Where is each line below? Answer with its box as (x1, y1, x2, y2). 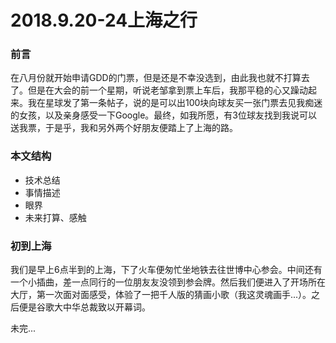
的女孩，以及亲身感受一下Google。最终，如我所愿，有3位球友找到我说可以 (10, 109, 318, 121)
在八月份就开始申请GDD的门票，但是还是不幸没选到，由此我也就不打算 (10, 72, 302, 84)
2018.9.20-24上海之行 (10, 9, 198, 32)
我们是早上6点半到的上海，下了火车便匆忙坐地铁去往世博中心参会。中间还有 (10, 264, 323, 276)
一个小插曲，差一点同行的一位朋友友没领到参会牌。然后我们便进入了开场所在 (10, 276, 326, 288)
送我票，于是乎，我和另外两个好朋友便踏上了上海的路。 (10, 122, 238, 134)
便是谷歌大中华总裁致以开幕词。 (18, 301, 151, 313)
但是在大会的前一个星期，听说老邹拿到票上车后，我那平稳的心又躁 (27, 84, 300, 96)
